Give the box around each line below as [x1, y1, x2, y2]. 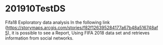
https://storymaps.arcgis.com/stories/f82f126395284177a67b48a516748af [6, 24, 159, 30]
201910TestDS [5, 3, 65, 14]
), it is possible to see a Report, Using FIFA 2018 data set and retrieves [7, 30, 150, 36]
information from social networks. [5, 35, 74, 41]
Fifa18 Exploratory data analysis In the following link [5, 19, 110, 25]
